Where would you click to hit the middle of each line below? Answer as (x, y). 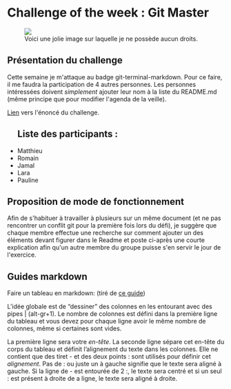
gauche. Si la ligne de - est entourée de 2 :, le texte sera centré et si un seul (114, 371)
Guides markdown (47, 276)
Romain (28, 158)
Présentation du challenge (65, 60)
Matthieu (30, 150)
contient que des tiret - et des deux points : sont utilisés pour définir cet (109, 357)
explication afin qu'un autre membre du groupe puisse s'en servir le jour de (114, 248)
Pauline (28, 180)
